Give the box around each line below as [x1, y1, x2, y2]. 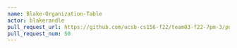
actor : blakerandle [7, 17, 65, 24]
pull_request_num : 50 [7, 30, 71, 37]
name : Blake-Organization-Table [7, 10, 102, 18]
